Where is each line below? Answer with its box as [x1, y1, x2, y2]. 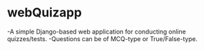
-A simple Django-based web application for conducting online [7, 27, 187, 36]
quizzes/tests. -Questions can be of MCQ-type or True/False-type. [7, 34, 198, 42]
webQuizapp [7, 5, 82, 21]
